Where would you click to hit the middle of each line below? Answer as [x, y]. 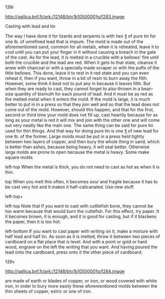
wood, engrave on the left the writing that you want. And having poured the [81, 247]
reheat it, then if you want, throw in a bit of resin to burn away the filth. [77, 78]
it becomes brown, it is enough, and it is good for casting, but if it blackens [81, 216]
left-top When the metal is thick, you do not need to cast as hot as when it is [82, 167]
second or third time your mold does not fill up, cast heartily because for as [82, 115]
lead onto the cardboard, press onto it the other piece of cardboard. [74, 252]
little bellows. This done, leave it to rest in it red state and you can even [77, 73]
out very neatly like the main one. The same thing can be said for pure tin [79, 125]
